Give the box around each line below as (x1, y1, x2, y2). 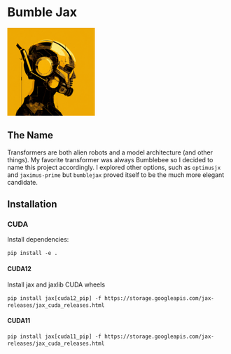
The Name (7, 129, 54, 141)
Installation (7, 198, 57, 211)
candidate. (7, 178, 38, 186)
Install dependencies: (7, 235, 69, 244)
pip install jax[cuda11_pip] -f (7, 333, 101, 340)
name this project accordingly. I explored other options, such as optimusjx (7, 163, 221, 171)
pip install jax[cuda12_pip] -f (7, 294, 101, 302)
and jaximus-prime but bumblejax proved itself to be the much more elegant (7, 170, 225, 179)
